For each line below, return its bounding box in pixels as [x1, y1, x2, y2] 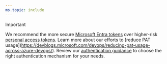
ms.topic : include [5, 7, 44, 13]
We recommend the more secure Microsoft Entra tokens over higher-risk [5, 31, 158, 37]
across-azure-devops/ [5, 47, 52, 53]
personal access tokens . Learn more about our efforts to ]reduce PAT [5, 37, 151, 43]
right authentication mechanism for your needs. [5, 53, 105, 59]
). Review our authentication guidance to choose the [52, 47, 162, 53]
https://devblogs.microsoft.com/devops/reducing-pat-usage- [21, 42, 150, 48]
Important [5, 21, 26, 27]
